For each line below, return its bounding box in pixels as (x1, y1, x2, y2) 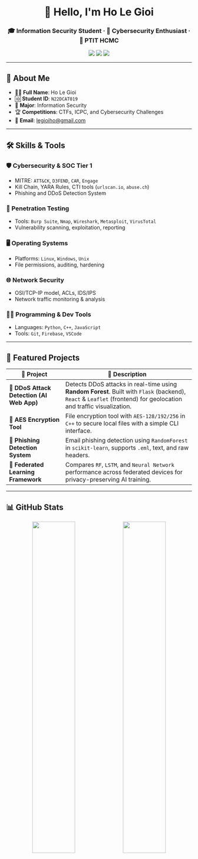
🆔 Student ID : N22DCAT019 (14, 95, 78, 102)
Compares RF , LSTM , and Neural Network (65, 460, 175, 468)
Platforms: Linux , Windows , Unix (14, 255, 90, 262)
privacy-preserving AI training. (65, 475, 151, 483)
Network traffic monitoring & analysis (14, 295, 105, 302)
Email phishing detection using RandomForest (65, 436, 188, 444)
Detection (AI (9, 391, 47, 399)
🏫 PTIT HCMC (79, 37, 119, 45)
